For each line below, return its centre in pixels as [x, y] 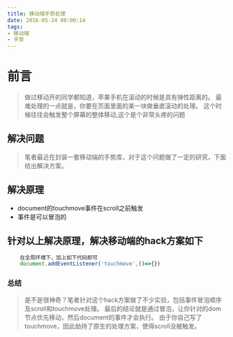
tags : [15, 27]
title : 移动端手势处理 [37, 14]
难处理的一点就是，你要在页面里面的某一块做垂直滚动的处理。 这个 [120, 106]
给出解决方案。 [46, 166]
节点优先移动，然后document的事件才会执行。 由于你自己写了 [113, 317]
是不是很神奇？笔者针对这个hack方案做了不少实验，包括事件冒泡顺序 [123, 300]
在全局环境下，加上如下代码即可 [59, 257]
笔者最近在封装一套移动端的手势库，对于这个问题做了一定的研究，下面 [125, 157]
